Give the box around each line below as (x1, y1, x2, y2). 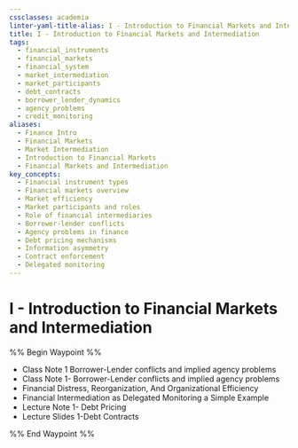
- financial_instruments (17, 46, 109, 55)
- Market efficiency (17, 194, 93, 204)
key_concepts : (9, 169, 62, 178)
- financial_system (17, 63, 90, 72)
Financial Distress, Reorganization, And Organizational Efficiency (21, 382, 259, 393)
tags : (9, 37, 29, 47)
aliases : (9, 121, 42, 130)
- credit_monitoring (17, 112, 93, 121)
